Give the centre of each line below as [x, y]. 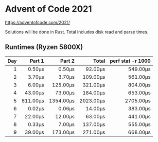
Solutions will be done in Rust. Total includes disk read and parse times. [77, 32]
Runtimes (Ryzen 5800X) [44, 47]
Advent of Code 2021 [49, 9]
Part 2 [67, 61]
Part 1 [37, 61]
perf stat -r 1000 [130, 61]
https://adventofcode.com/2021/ [38, 22]
